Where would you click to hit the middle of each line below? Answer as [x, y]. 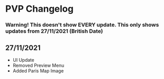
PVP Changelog [39, 9]
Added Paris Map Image [38, 71]
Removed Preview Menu [38, 65]
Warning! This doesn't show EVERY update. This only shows [82, 25]
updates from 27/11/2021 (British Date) [54, 31]
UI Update [23, 60]
